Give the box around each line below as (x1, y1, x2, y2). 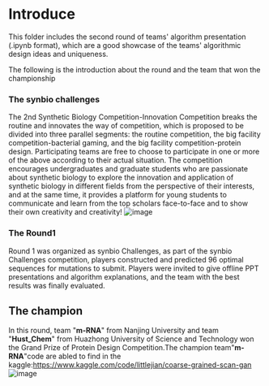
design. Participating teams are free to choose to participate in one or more (8, 147, 260, 157)
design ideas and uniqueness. (8, 49, 109, 59)
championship (8, 73, 56, 83)
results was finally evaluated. (8, 280, 105, 290)
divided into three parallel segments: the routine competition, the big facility (8, 129, 261, 139)
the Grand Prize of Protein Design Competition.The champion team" (8, 343, 235, 353)
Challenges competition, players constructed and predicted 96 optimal (8, 254, 245, 264)
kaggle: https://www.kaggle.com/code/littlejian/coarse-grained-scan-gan (8, 360, 252, 370)
